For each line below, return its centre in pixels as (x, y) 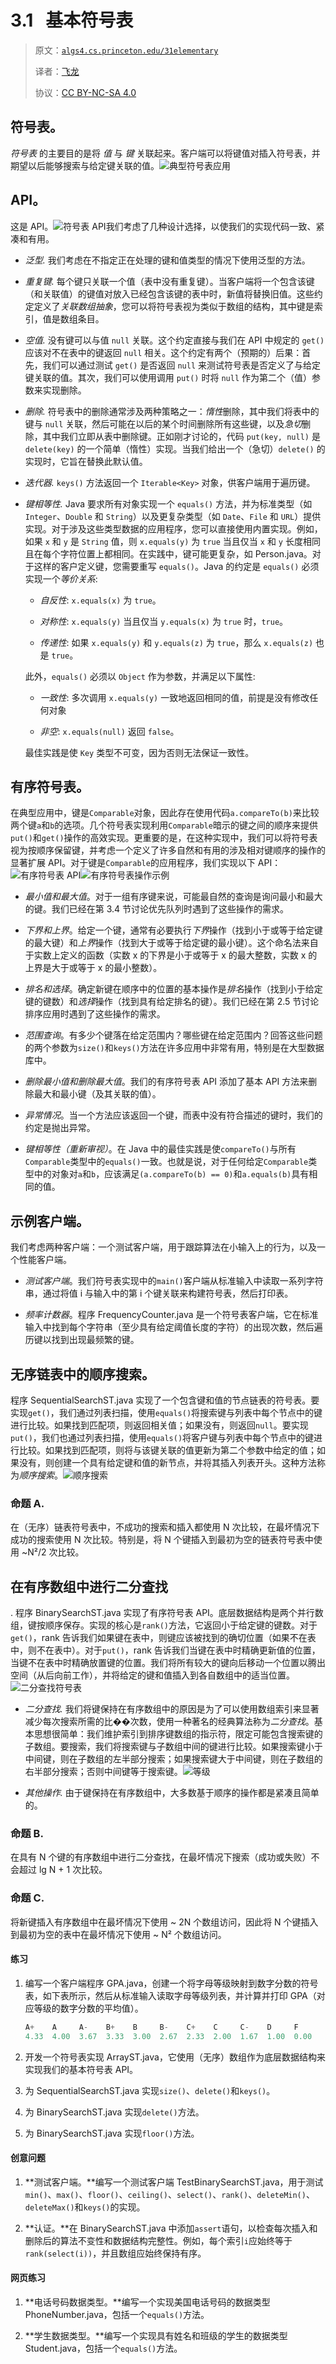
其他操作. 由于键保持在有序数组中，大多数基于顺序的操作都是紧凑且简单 (172, 1793)
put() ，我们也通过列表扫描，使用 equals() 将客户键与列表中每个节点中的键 (162, 1437)
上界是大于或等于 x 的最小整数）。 (93, 968)
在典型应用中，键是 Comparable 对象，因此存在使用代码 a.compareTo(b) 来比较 (165, 813)
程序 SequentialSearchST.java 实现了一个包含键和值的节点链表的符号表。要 (165, 1400)
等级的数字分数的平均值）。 (88, 2008)
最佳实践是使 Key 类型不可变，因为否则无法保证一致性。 (139, 752)
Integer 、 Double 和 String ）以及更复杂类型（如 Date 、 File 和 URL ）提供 (173, 516)
